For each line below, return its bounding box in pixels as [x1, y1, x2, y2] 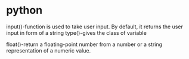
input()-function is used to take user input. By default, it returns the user [6, 23, 184, 30]
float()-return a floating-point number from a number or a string [6, 41, 163, 48]
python [6, 4, 43, 17]
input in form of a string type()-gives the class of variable [6, 29, 147, 36]
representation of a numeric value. [6, 47, 91, 54]
